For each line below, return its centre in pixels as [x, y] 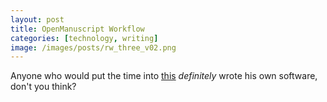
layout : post [37, 19]
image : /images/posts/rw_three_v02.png [93, 47]
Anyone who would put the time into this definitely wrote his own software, [164, 76]
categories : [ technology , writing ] [84, 38]
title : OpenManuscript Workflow [77, 29]
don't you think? [43, 87]
